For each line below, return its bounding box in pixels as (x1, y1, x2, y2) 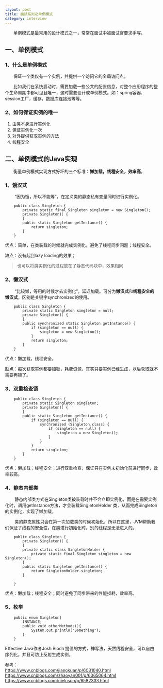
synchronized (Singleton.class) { (39, 422, 110, 427)
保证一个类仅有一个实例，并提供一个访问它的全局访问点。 (13, 73, 129, 79)
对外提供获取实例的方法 (12, 133, 59, 139)
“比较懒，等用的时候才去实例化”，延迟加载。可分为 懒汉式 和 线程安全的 (14, 288, 154, 294)
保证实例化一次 (12, 127, 42, 133)
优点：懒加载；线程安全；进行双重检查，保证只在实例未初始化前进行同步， (5, 465, 154, 471)
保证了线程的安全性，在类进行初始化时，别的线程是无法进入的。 (9, 525, 137, 531)
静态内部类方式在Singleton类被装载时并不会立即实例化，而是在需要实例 (14, 496, 157, 502)
